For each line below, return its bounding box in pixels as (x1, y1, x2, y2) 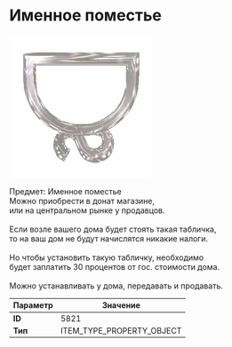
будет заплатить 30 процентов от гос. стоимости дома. (9, 261, 220, 272)
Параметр (12, 300, 53, 311)
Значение (101, 300, 140, 311)
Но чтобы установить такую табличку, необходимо (9, 252, 204, 263)
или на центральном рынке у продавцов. (9, 205, 166, 216)
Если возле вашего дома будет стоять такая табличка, (9, 224, 217, 234)
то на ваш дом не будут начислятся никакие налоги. (9, 233, 209, 244)
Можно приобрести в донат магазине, (9, 195, 156, 206)
